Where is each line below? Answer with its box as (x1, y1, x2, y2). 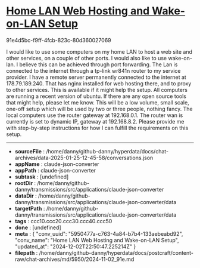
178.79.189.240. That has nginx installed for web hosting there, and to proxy (6, 79, 192, 87)
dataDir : (14, 192, 37, 199)
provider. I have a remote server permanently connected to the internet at (6, 73, 186, 81)
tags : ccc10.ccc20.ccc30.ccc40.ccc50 (14, 217, 112, 224)
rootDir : (14, 179, 36, 186)
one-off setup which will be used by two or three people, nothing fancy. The (6, 105, 193, 112)
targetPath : (14, 205, 45, 212)
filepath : (14, 249, 38, 256)
